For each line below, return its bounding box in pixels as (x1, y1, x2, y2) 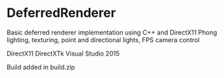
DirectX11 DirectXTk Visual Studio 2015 (6, 49, 120, 58)
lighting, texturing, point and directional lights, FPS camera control (6, 35, 200, 44)
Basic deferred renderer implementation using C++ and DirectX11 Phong (6, 28, 218, 37)
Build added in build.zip (6, 63, 75, 71)
